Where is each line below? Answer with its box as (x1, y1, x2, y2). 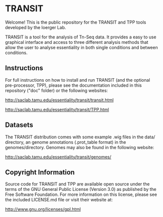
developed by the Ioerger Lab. (5, 24, 66, 30)
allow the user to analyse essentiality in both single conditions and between (5, 44, 158, 50)
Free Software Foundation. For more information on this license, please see (5, 191, 157, 197)
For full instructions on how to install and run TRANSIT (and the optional (5, 77, 151, 83)
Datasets (5, 121, 33, 129)
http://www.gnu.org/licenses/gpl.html (5, 206, 81, 212)
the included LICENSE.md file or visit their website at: (5, 197, 113, 203)
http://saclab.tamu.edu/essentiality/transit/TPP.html (5, 106, 109, 112)
